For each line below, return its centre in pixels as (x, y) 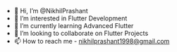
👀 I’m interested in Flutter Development (71, 18)
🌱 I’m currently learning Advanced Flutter (74, 26)
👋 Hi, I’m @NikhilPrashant (51, 11)
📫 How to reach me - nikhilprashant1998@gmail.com (92, 41)
